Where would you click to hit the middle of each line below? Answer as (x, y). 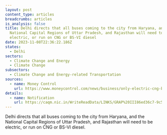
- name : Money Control (33, 84)
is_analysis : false (25, 24)
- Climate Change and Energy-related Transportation (65, 75)
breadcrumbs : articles (29, 19)
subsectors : (17, 70)
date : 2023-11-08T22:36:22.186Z (39, 42)
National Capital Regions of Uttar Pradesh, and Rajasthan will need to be (79, 122)
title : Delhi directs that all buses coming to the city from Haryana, (81, 28)
